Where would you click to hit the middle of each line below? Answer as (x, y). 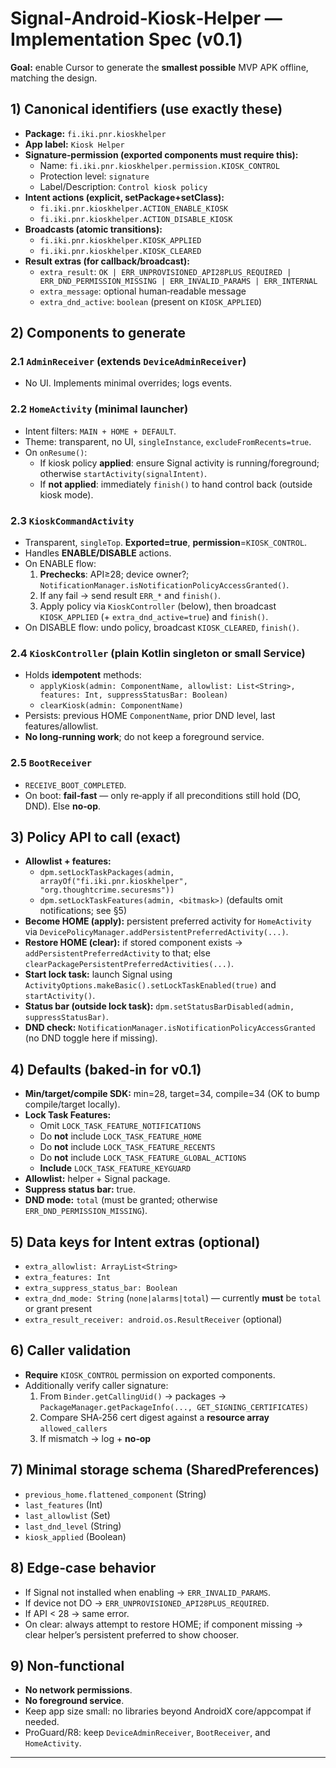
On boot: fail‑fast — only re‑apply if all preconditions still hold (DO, (163, 795)
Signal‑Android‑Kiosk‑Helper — (146, 18)
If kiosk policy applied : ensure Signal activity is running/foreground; (179, 463)
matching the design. (54, 78)
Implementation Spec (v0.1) (126, 39)
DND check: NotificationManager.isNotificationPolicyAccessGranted (170, 1028)
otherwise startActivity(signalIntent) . (123, 473)
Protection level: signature (94, 176)
